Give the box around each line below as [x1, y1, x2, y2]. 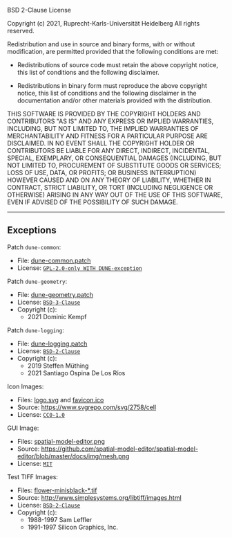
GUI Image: [7, 424, 39, 432]
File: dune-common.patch [17, 256, 91, 264]
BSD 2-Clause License [7, 6, 71, 14]
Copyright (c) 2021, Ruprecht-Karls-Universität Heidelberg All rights [7, 19, 200, 27]
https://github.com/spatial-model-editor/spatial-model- [41, 445, 199, 453]
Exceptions [7, 224, 57, 236]
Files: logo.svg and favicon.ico [17, 395, 104, 404]
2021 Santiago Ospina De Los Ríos [27, 368, 126, 377]
